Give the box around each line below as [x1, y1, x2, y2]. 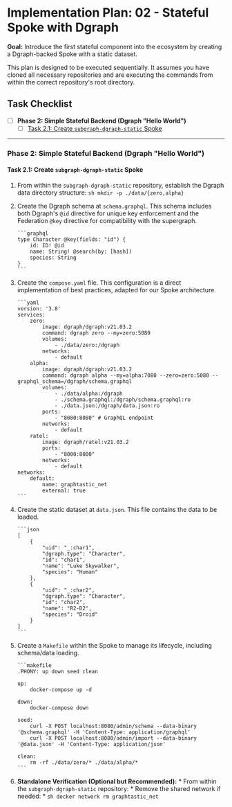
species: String [30, 254, 77, 261]
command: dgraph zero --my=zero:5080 [42, 330, 151, 337]
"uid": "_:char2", [42, 587, 95, 594]
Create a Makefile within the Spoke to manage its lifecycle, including [17, 641, 213, 649]
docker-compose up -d [30, 686, 92, 693]
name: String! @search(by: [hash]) [30, 248, 133, 255]
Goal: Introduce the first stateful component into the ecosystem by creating [7, 42, 222, 51]
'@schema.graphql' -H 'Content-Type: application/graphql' [17, 729, 191, 736]
